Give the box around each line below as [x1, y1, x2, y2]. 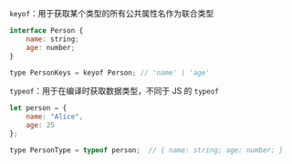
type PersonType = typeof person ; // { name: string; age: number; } [9, 145, 284, 155]
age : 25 [26, 121, 55, 130]
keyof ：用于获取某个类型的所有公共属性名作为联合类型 [9, 8, 214, 18]
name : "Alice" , [26, 112, 84, 121]
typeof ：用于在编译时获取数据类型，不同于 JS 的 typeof [9, 86, 219, 97]
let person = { [9, 104, 68, 113]
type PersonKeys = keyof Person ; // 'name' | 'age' [9, 67, 210, 77]
